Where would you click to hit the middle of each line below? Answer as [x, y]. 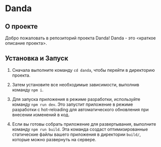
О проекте [21, 26]
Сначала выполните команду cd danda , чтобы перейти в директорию [83, 70]
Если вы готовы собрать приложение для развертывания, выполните [84, 124]
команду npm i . [28, 90]
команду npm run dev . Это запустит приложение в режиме [72, 104]
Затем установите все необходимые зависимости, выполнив [76, 84]
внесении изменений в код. [41, 114]
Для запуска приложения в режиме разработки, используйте [76, 99]
